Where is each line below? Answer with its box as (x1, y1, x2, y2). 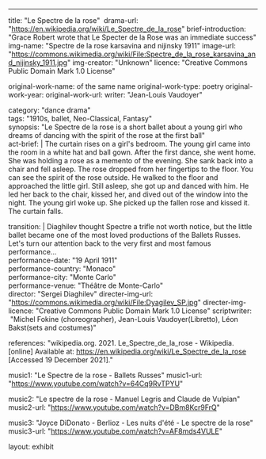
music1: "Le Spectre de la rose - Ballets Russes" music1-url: (8, 370, 203, 380)
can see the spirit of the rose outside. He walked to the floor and (8, 173, 218, 182)
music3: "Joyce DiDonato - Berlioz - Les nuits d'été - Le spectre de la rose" (8, 418, 253, 427)
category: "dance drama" (8, 105, 91, 115)
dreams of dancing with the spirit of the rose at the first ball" (8, 131, 206, 140)
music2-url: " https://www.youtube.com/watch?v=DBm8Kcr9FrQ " (8, 403, 220, 412)
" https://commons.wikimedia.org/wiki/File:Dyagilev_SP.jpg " (8, 298, 202, 307)
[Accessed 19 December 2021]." (8, 355, 113, 365)
